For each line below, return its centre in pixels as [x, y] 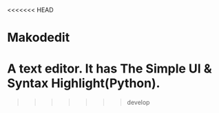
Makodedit [39, 38]
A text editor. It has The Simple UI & [109, 69]
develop [138, 103]
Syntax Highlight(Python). [84, 83]
